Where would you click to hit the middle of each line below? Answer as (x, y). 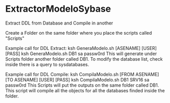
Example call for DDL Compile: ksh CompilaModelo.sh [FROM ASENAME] (82, 74)
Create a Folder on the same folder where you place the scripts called (79, 33)
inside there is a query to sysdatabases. (47, 64)
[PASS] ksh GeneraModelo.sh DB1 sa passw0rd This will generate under (81, 54)
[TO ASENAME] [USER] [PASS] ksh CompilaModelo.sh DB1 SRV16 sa (77, 80)
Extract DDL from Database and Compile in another (59, 23)
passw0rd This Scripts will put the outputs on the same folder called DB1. (82, 85)
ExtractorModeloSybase (58, 9)
